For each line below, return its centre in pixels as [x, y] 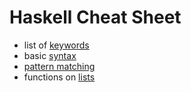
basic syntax [50, 55]
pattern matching [59, 66]
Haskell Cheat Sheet [95, 17]
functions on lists [59, 77]
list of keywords [56, 45]
